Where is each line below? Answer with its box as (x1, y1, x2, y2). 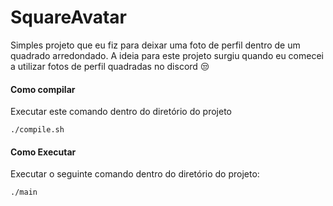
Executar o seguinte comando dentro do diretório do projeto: (10, 168, 260, 180)
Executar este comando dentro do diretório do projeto (10, 106, 232, 118)
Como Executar (10, 146, 77, 158)
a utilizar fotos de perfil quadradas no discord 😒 (10, 60, 210, 72)
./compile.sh (10, 125, 65, 135)
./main (10, 187, 38, 198)
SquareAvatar (10, 6, 127, 29)
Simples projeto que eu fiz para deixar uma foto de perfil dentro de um (10, 39, 301, 51)
